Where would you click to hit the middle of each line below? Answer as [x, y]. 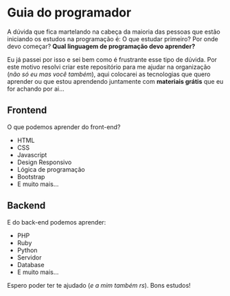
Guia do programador [69, 13]
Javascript [32, 155]
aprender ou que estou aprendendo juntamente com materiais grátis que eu [115, 81]
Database [31, 264]
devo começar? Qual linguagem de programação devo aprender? [101, 46]
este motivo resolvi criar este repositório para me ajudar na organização [109, 67]
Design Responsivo [44, 162]
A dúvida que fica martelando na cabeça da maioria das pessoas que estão [114, 32]
